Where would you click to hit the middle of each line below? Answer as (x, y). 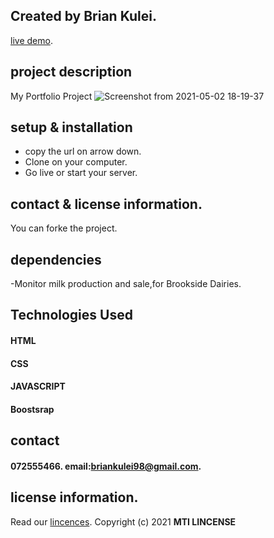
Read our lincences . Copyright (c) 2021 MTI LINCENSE (123, 521)
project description (71, 72)
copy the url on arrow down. (83, 151)
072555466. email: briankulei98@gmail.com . (106, 466)
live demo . (31, 40)
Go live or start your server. (81, 173)
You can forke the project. (64, 228)
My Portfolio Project (51, 96)
